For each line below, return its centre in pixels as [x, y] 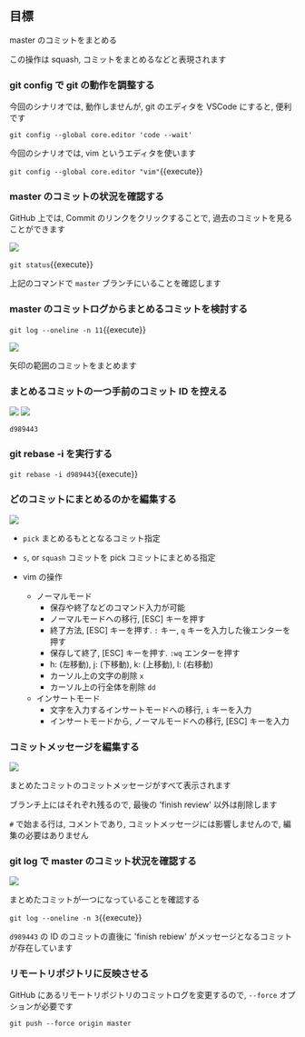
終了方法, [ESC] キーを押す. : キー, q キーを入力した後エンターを [170, 630]
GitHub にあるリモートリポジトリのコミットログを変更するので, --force [143, 995]
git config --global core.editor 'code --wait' [101, 135]
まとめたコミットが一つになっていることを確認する [105, 900]
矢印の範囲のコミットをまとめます [73, 365]
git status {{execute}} [51, 264]
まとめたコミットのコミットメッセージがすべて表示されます [120, 785]
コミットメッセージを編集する [74, 746]
